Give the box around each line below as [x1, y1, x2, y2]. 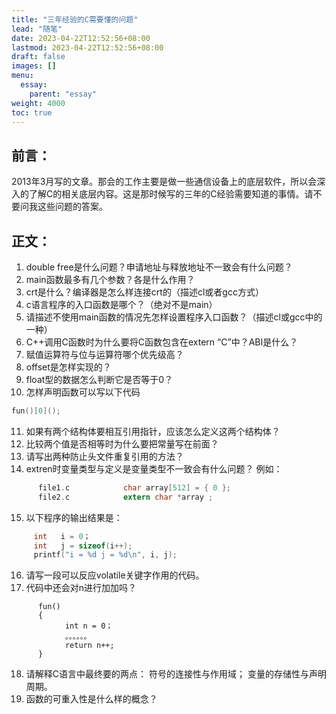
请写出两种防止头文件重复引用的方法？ [25, 450, 184, 462]
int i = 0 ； [33, 531, 91, 541]
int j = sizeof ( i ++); [33, 541, 133, 551]
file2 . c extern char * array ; [37, 492, 214, 502]
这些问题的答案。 [37, 201, 108, 213]
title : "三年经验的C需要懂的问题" [11, 14, 139, 25]
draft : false [11, 52, 66, 62]
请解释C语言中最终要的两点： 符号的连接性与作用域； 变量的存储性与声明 [25, 668, 327, 680]
